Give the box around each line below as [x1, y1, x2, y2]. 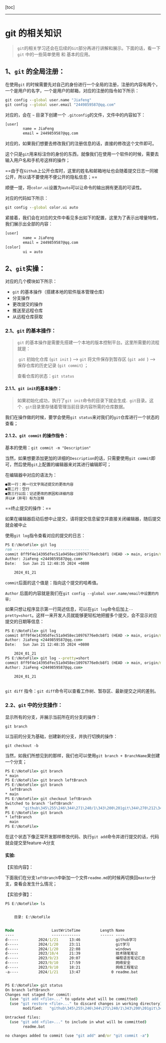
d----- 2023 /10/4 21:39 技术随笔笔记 [5, 951, 138, 956]
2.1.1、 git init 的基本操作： [5, 385, 62, 391]
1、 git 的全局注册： [5, 67, 65, 76]
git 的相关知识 [5, 28, 62, 39]
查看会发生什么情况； [13, 881, 57, 887]
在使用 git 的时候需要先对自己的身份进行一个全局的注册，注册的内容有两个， [5, 81, 161, 87]
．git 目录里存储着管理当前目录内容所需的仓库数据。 [21, 403, 127, 409]
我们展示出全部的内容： [5, 221, 53, 226]
